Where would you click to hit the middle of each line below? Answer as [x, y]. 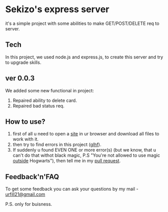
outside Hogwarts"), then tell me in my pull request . [67, 161]
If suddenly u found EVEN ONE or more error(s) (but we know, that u [84, 150]
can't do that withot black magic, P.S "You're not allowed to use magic [86, 155]
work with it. [26, 139]
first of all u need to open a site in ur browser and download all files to [86, 134]
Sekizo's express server [57, 9]
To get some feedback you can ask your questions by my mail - [72, 189]
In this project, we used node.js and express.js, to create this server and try [84, 57]
